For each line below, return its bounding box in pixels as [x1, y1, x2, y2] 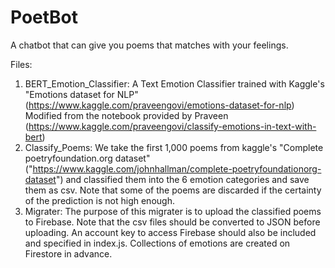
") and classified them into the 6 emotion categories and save [55, 173, 310, 185]
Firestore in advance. [24, 247, 113, 260]
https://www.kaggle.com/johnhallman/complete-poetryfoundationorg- [32, 162, 322, 175]
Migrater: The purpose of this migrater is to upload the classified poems [24, 205, 322, 217]
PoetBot [10, 6, 79, 29]
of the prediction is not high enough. [24, 194, 175, 206]
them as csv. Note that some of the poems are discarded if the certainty [24, 184, 322, 196]
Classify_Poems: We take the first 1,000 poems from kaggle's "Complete [24, 141, 324, 153]
